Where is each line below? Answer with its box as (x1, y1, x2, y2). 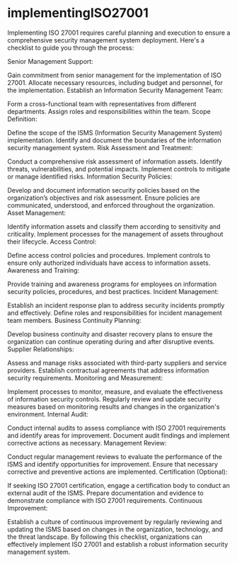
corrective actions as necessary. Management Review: (7, 438, 167, 447)
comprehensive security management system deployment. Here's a (7, 35, 205, 44)
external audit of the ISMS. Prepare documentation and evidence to (7, 489, 204, 497)
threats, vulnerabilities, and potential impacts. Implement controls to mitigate (7, 164, 231, 173)
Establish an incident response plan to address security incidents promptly (7, 301, 225, 309)
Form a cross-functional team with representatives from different (7, 99, 197, 108)
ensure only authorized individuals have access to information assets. (7, 258, 211, 267)
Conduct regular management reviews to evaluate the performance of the (7, 452, 223, 461)
